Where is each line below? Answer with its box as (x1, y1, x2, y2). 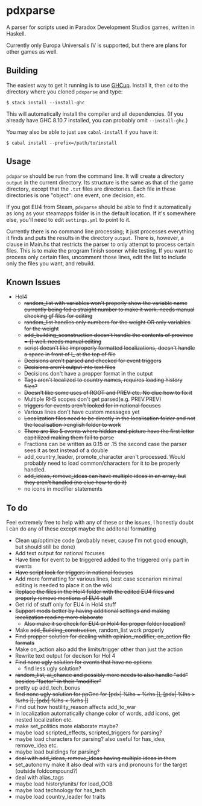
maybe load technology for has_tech (14, 787, 106, 794)
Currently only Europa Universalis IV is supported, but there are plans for (6, 42, 187, 49)
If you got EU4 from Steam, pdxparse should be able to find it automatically (6, 203, 192, 210)
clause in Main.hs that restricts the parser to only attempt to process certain (6, 241, 195, 248)
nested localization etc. (14, 716, 74, 723)
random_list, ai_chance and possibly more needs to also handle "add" (14, 672, 189, 679)
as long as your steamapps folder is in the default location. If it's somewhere (6, 209, 196, 217)
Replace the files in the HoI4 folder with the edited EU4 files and (14, 588, 175, 596)
